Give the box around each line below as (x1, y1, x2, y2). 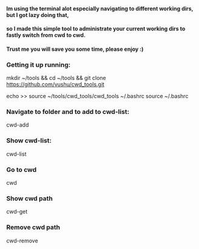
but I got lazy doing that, (6, 11, 69, 18)
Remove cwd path (6, 223, 61, 231)
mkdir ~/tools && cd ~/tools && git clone (6, 75, 106, 82)
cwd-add (6, 121, 29, 128)
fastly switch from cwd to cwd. (6, 32, 86, 39)
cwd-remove (6, 237, 38, 244)
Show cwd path (6, 194, 53, 202)
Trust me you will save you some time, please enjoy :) (6, 45, 144, 53)
